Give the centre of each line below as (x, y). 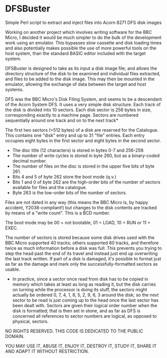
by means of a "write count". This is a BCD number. (58, 213)
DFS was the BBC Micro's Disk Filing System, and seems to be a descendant (84, 99)
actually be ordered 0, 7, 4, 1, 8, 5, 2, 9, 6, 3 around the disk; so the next (85, 295)
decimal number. (30, 161)
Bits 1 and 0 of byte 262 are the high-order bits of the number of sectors (86, 182)
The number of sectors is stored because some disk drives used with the (80, 237)
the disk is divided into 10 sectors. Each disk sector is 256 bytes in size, (78, 110)
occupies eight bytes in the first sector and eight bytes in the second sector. (83, 141)
